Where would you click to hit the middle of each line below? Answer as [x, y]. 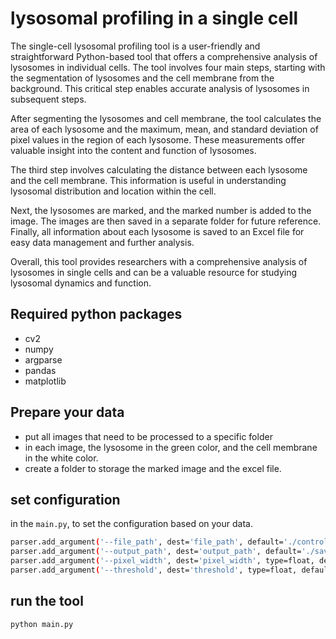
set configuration [65, 499]
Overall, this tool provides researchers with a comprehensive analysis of [159, 261]
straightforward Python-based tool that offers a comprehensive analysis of [164, 56]
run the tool [47, 601]
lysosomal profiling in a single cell [154, 18]
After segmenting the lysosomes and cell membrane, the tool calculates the [166, 118]
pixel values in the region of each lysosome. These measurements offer [158, 139]
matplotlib [45, 381]
